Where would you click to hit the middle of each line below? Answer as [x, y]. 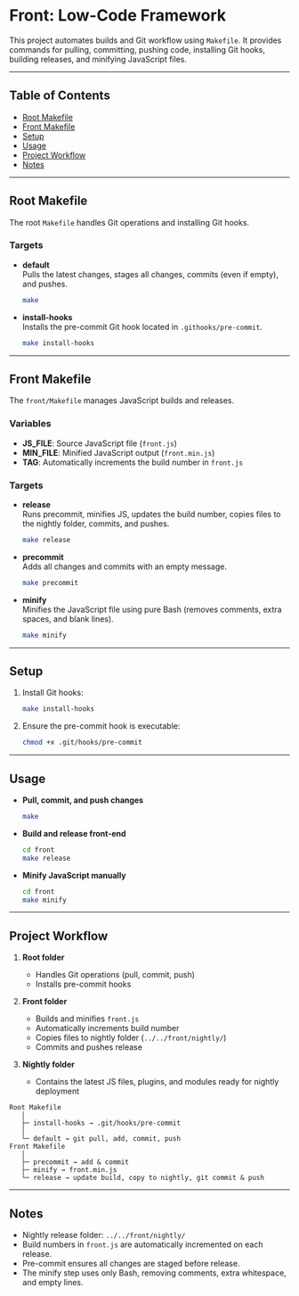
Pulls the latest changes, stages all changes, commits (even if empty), [150, 274]
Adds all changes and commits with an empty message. [124, 566]
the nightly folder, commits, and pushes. [96, 524]
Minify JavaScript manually [74, 875]
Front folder [44, 1002]
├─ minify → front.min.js [69, 1170]
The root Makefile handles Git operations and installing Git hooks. [129, 222]
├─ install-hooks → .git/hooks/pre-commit [101, 1123]
